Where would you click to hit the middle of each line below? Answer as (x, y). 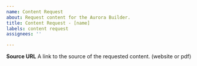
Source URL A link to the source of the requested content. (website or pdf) (99, 56)
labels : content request (37, 28)
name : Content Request (35, 12)
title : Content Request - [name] (48, 23)
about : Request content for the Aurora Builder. (68, 17)
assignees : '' (24, 34)
